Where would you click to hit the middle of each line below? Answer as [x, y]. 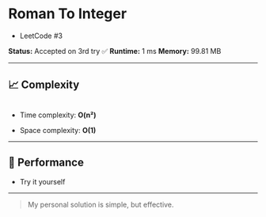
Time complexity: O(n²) [58, 115]
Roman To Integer [68, 14]
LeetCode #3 [41, 36]
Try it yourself [42, 181]
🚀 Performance [46, 163]
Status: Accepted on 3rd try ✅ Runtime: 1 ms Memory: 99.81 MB [115, 51]
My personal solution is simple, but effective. [101, 204]
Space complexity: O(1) [58, 130]
